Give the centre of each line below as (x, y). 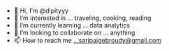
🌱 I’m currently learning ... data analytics (72, 25)
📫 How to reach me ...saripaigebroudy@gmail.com (88, 40)
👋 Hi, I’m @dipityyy (41, 11)
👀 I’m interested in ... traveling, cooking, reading (82, 18)
